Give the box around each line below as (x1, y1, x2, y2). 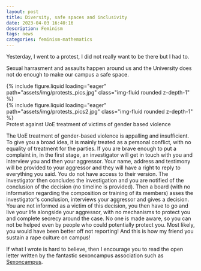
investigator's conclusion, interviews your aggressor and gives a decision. (6, 196, 190, 203)
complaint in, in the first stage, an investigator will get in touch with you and (6, 151, 193, 159)
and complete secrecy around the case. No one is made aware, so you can (6, 215, 191, 222)
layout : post (6, 8, 39, 15)
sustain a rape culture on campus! (6, 234, 91, 241)
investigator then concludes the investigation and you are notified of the (6, 177, 184, 184)
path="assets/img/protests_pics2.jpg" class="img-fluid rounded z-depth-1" (6, 108, 193, 115)
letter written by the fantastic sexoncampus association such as (6, 252, 164, 259)
